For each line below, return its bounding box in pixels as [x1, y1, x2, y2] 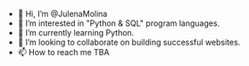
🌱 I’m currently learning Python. [17, 28, 135, 37]
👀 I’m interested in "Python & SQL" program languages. [17, 18, 220, 29]
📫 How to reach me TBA [17, 47, 110, 57]
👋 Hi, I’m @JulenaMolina [17, 9, 108, 19]
